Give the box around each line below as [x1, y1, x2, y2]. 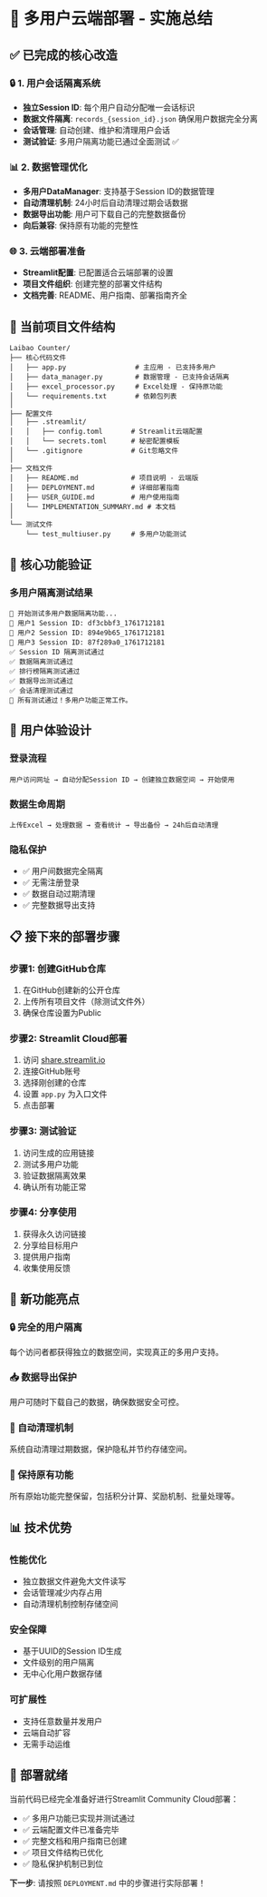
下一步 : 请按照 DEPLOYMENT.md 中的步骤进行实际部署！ [9, 1877, 206, 1888]
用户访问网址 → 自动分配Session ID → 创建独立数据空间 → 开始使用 [9, 775, 235, 784]
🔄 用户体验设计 [9, 722, 92, 738]
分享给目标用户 [22, 1240, 79, 1251]
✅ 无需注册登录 [22, 877, 80, 888]
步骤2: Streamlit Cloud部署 [9, 1032, 129, 1045]
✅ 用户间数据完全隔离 [22, 866, 104, 877]
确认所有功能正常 [22, 1181, 87, 1192]
